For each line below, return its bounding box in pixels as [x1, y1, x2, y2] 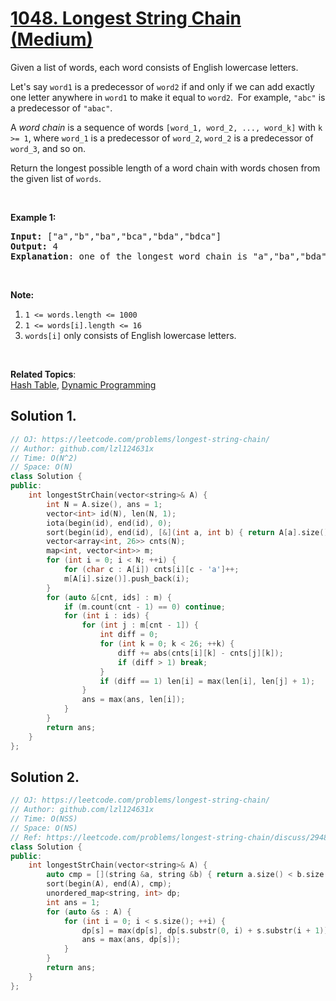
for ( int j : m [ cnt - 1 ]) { [81, 620, 199, 631]
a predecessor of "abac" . [10, 102, 113, 114]
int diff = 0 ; [99, 630, 159, 640]
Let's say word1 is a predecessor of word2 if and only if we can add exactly [10, 80, 315, 92]
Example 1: [10, 211, 57, 223]
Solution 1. [10, 408, 77, 425]
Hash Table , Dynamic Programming [10, 378, 157, 391]
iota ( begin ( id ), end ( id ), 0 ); [46, 518, 172, 528]
